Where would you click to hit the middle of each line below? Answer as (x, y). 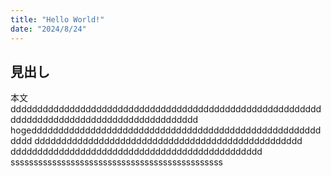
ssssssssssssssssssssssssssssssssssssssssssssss (116, 162)
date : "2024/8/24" (48, 29)
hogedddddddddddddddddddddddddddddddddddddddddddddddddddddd (166, 130)
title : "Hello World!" (57, 19)
